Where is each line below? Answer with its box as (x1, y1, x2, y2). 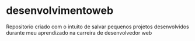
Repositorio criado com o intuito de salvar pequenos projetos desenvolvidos (6, 23, 189, 30)
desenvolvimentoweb (6, 4, 114, 17)
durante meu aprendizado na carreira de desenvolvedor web (6, 29, 152, 36)
